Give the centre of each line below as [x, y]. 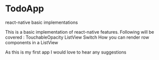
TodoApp [24, 9]
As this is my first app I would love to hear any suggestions [66, 52]
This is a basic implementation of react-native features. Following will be [79, 32]
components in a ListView [32, 42]
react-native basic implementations [42, 22]
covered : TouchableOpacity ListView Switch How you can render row [77, 37]
